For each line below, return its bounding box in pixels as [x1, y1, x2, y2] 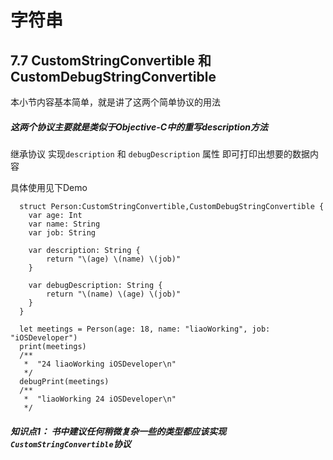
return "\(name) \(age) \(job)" [46, 289, 182, 299]
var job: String [28, 227, 97, 238]
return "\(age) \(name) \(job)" [46, 254, 182, 264]
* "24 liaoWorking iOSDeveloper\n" [23, 359, 177, 369]
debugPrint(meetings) [19, 376, 110, 386]
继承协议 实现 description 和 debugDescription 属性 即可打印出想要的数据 [10, 147, 310, 160]
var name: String [28, 219, 101, 229]
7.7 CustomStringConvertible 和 [10, 52, 212, 69]
